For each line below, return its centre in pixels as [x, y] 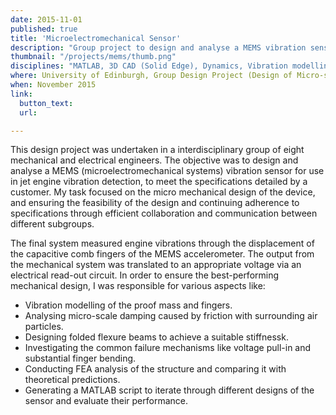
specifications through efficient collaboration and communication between [164, 213]
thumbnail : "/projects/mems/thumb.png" [93, 57]
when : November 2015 [53, 85]
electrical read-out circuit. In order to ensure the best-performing [145, 275]
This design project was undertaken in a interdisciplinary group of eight [157, 150]
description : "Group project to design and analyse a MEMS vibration [158, 47]
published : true [44, 29]
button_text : [46, 103]
